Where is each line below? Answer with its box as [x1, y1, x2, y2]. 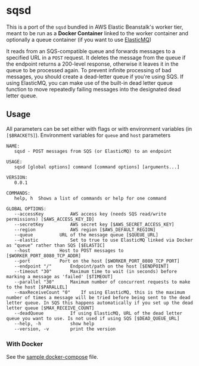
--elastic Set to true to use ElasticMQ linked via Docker [14, 237, 194, 243]
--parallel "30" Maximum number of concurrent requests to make [14, 279, 191, 285]
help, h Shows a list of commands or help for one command [14, 195, 167, 201]
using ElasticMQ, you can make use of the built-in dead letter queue [6, 79, 173, 87]
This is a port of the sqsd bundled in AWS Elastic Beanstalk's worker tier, [6, 23, 184, 30]
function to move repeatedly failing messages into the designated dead [6, 85, 181, 93]
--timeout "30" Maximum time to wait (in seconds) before [14, 268, 178, 275]
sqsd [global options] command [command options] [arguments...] [14, 164, 180, 170]
